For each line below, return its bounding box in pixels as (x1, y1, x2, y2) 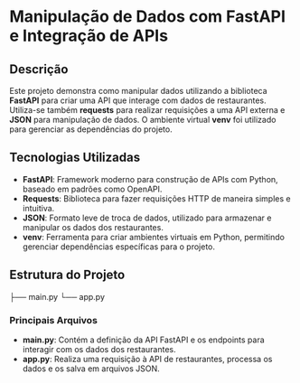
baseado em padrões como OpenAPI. (22, 183, 163, 194)
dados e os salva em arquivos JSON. (22, 363, 160, 374)
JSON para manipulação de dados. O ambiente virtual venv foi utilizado (9, 115, 277, 125)
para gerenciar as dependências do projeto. (9, 124, 173, 135)
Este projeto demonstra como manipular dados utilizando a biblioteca (9, 86, 268, 96)
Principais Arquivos (9, 313, 98, 326)
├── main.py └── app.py (9, 291, 106, 302)
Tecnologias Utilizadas (9, 150, 141, 165)
